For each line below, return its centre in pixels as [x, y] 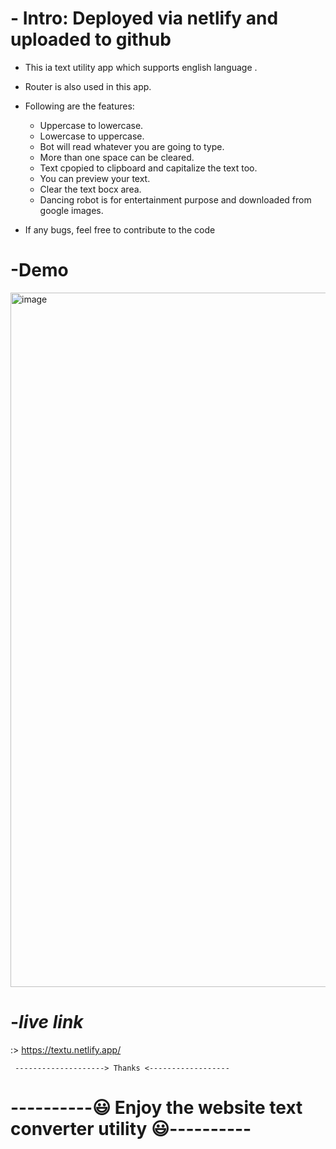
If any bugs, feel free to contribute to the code [120, 229]
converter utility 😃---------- [131, 1129]
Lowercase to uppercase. [92, 136]
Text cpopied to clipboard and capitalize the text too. [148, 168]
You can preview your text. [95, 178]
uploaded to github [91, 39]
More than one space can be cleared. [117, 157]
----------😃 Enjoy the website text [156, 1108]
